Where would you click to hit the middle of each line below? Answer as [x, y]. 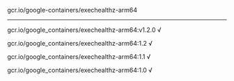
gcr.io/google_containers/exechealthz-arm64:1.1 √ [79, 57]
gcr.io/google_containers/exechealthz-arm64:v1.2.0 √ [84, 30]
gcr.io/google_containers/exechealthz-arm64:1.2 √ [80, 43]
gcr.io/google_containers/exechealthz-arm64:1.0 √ [80, 70]
